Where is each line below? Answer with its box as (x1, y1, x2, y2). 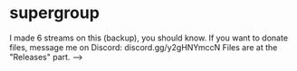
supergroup (9, 3, 100, 23)
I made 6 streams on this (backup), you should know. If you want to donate (9, 32, 288, 43)
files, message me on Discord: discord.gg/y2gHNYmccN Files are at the (9, 41, 278, 52)
